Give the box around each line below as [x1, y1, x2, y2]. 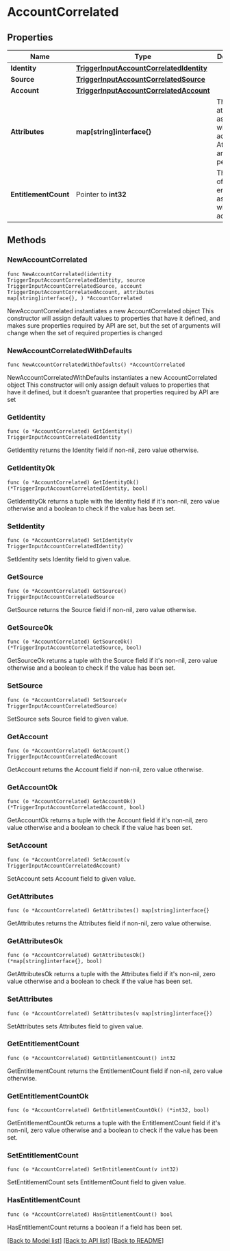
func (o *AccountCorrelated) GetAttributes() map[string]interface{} [7, 907, 210, 914]
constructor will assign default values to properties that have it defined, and [7, 314, 220, 322]
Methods [7, 234, 47, 246]
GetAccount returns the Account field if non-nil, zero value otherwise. [7, 765, 204, 774]
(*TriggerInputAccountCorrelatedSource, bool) [7, 644, 142, 651]
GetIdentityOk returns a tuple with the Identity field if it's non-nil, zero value [7, 497, 220, 505]
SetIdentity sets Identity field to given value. [7, 554, 131, 563]
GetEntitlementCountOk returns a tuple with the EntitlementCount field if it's [7, 1119, 221, 1127]
